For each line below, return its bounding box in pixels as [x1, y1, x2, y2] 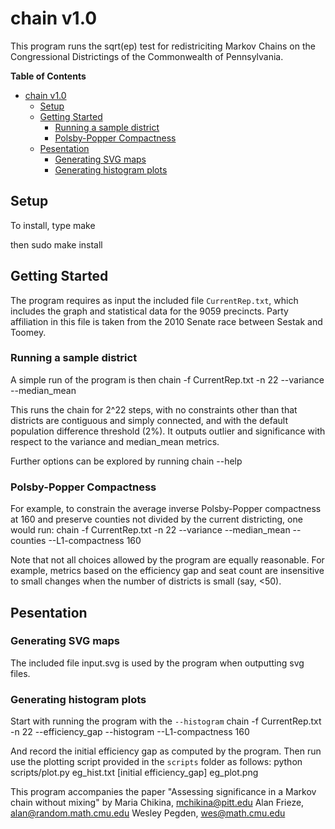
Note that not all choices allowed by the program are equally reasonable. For [10, 554, 325, 566]
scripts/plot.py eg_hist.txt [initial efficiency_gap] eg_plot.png [10, 767, 259, 779]
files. [10, 667, 31, 679]
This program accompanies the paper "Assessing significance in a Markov [10, 786, 317, 798]
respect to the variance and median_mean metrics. [10, 435, 220, 447]
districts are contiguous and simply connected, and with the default [10, 414, 289, 426]
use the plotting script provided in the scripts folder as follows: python [10, 756, 303, 768]
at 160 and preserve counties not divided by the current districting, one [10, 513, 303, 526]
